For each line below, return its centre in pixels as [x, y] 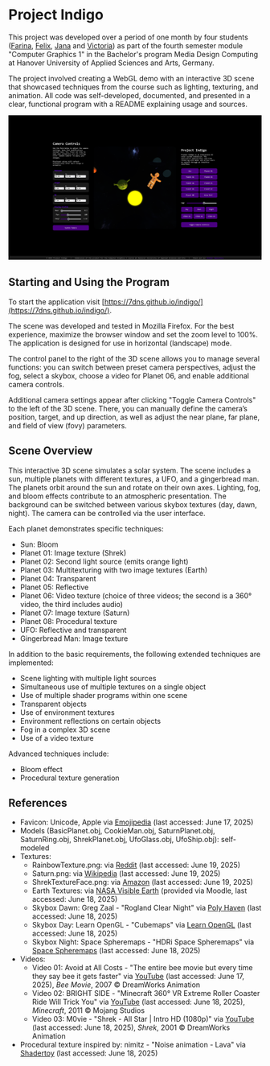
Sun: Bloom [39, 544]
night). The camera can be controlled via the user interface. [107, 513]
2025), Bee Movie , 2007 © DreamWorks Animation [116, 985]
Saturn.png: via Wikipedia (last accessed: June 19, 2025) [126, 874]
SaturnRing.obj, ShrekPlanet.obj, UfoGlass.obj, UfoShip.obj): [119, 840]
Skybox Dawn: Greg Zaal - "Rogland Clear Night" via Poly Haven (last [147, 908]
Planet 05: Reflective [54, 587]
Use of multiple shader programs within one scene [104, 695]
